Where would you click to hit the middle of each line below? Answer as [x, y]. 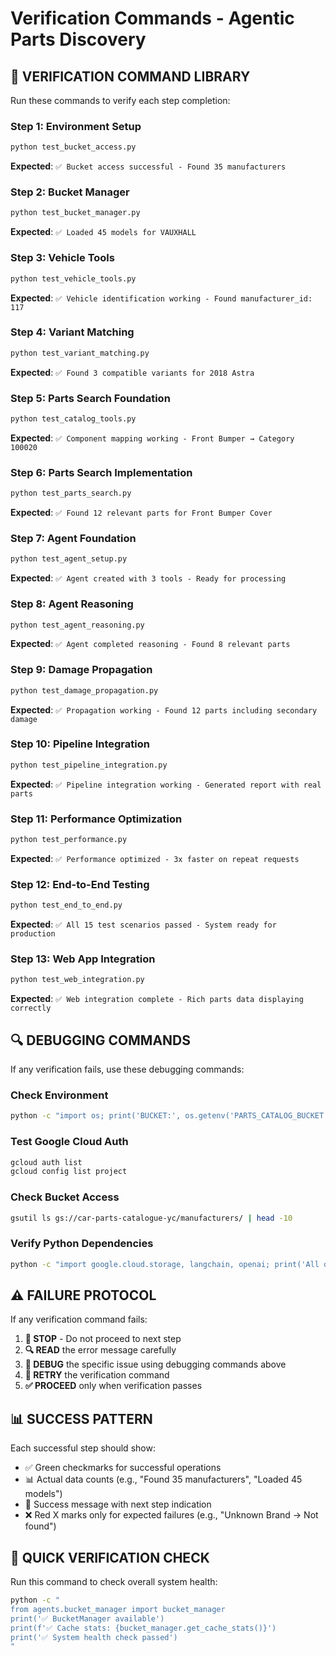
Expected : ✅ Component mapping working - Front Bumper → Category [152, 438]
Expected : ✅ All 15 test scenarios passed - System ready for [143, 924]
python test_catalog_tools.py [73, 418]
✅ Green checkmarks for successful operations [123, 1468]
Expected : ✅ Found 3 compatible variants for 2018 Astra [132, 372]
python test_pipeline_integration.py [89, 765]
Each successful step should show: [83, 1448]
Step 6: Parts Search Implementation [101, 472]
